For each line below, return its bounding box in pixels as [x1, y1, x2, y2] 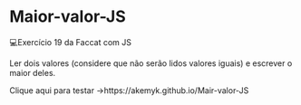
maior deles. [9, 67, 56, 78]
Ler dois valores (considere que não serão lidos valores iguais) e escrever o [9, 57, 293, 69]
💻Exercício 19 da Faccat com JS [9, 36, 131, 47]
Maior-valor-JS [9, 6, 127, 27]
